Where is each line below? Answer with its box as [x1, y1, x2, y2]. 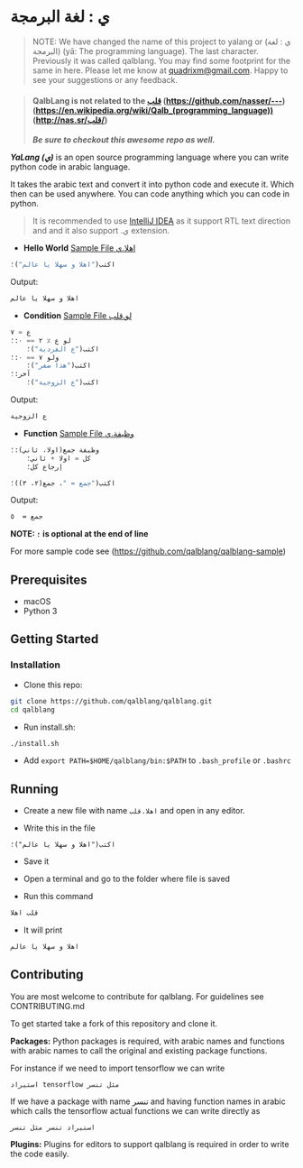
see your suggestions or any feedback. [32, 74, 179, 85]
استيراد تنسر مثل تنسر [10, 1123, 96, 1132]
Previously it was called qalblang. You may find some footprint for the [32, 55, 291, 66]
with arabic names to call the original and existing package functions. [10, 1044, 268, 1056]
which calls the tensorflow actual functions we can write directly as [10, 1105, 261, 1116]
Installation [10, 658, 61, 671]
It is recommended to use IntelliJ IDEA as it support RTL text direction [32, 216, 291, 226]
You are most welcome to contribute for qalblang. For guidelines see [10, 990, 264, 1002]
